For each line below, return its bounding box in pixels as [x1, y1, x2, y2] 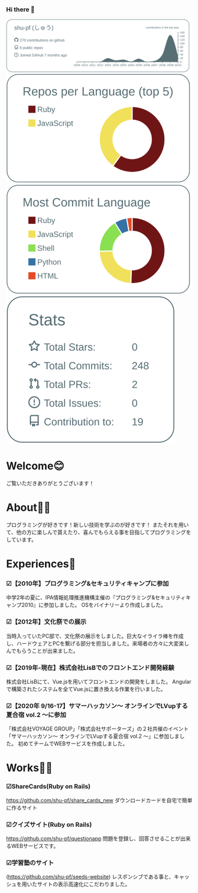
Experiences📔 [6, 557, 76, 571]
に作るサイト [6, 804, 37, 811]
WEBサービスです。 [11, 842, 59, 849]
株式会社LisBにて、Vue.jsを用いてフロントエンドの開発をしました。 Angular [6, 678, 191, 685]
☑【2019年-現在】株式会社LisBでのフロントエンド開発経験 [6, 663, 174, 672]
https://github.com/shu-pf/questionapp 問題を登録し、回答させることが [6, 835, 181, 842]
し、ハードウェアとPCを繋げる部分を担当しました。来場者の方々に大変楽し [6, 640, 189, 647]
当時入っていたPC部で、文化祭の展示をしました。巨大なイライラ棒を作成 [6, 632, 184, 640]
